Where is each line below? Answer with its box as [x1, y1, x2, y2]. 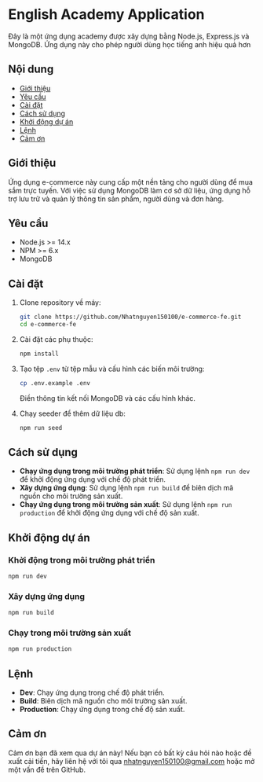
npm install [19, 350, 59, 358]
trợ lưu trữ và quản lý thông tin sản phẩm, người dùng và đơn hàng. [8, 194, 225, 204]
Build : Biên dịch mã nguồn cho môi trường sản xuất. [19, 696, 188, 706]
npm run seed [19, 424, 63, 431]
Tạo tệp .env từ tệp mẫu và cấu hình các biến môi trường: [19, 364, 205, 373]
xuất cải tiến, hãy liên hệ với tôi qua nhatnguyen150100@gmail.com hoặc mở [8, 756, 255, 765]
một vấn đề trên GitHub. [8, 765, 86, 774]
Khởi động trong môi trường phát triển [8, 554, 155, 565]
